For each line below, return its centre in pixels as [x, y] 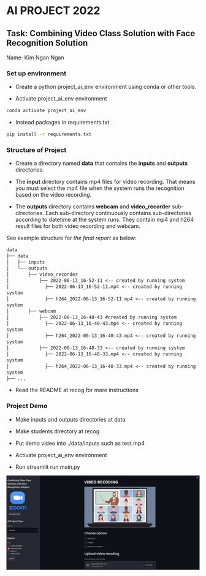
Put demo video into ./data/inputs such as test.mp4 [80, 443]
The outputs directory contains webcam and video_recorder [93, 207]
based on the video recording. [53, 195]
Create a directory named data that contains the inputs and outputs [101, 164]
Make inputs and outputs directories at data [70, 419]
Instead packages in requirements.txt [62, 123]
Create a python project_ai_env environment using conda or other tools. [106, 87]
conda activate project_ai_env [46, 111]
